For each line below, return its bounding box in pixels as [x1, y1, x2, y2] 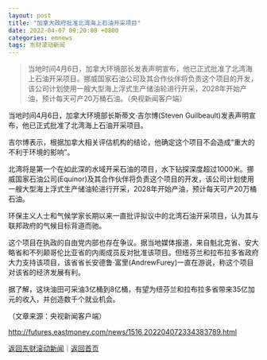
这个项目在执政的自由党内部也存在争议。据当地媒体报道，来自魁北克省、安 [8, 238, 252, 247]
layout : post [8, 11, 52, 20]
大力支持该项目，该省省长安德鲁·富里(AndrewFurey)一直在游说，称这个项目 [8, 257, 254, 267]
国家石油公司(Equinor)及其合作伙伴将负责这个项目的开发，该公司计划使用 [14, 174, 254, 184]
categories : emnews [8, 33, 73, 42]
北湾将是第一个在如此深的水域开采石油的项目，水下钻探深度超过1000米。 [8, 165, 248, 174]
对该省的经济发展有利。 [8, 268, 85, 277]
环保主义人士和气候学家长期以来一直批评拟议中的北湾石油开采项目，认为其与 [8, 211, 259, 221]
